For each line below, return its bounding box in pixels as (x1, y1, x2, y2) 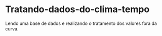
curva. (5, 25, 19, 31)
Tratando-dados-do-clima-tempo (5, 4, 150, 15)
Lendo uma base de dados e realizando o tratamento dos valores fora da (5, 20, 157, 26)
